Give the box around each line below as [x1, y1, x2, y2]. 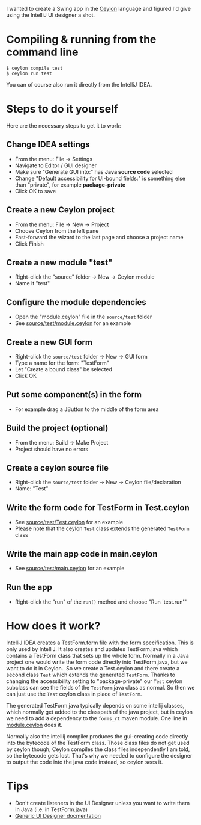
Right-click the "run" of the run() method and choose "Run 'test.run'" [14, 598, 187, 605]
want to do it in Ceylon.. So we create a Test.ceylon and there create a [6, 664, 180, 672]
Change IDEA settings [6, 140, 90, 150]
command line [6, 45, 79, 59]
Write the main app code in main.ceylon [6, 549, 158, 559]
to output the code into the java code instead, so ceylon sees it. [6, 758, 163, 765]
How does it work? [6, 619, 101, 632]
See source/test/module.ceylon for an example [14, 320, 131, 327]
